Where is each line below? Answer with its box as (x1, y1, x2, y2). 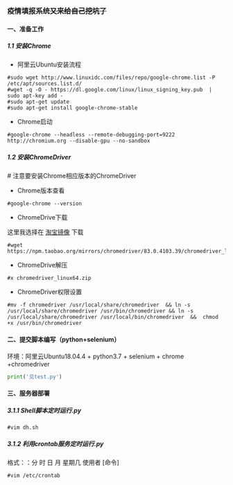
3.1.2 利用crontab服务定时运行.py (7, 439, 104, 448)
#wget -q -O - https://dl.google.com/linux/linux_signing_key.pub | (7, 87, 213, 94)
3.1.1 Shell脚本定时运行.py (7, 406, 82, 414)
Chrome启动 (17, 118, 53, 126)
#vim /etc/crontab (7, 473, 60, 479)
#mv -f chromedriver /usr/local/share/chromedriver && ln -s (7, 301, 191, 309)
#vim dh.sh (7, 424, 39, 431)
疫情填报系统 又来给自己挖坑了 (7, 6, 107, 15)
